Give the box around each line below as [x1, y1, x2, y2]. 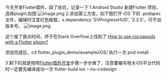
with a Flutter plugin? [5, 39, 48, 45]
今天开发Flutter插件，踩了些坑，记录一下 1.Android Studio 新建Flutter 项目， [5, 4, 161, 10]
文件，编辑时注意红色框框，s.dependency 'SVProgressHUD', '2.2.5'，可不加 [5, 17, 162, 22]
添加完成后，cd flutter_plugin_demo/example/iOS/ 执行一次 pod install [5, 49, 149, 55]
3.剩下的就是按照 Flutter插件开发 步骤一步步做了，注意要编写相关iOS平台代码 [5, 60, 161, 66]
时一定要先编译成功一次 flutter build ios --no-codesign [5, 66, 117, 72]
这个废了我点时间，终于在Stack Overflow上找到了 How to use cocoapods [5, 34, 156, 39]
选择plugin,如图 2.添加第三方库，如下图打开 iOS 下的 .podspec [5, 10, 161, 16]
